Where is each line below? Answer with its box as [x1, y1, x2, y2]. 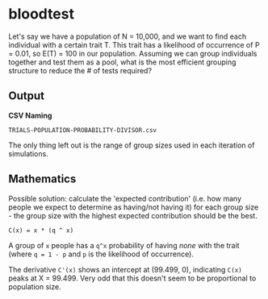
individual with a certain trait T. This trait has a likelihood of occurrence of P [8, 39, 260, 49]
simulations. [8, 148, 48, 158]
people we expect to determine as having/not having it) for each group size [8, 202, 259, 212]
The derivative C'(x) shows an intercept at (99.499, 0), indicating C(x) [8, 264, 242, 274]
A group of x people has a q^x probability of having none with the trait [8, 240, 240, 250]
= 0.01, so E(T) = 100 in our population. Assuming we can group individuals [8, 48, 258, 58]
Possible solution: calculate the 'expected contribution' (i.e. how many [8, 193, 242, 203]
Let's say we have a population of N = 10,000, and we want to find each [8, 31, 247, 41]
